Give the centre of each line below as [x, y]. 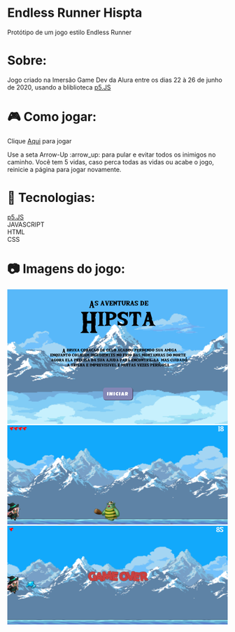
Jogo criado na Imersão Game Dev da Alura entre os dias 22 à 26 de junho [115, 80]
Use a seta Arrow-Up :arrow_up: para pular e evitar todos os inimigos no [112, 155]
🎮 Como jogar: [52, 117]
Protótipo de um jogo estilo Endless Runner [69, 32]
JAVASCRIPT [26, 224]
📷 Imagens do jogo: [66, 269]
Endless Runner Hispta [75, 13]
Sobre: [27, 60]
